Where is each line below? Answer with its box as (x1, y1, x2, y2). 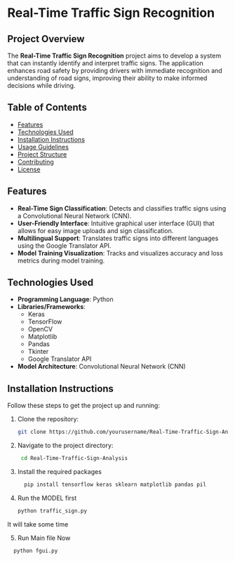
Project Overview (7, 33, 85, 45)
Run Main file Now (17, 534, 71, 542)
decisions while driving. (7, 81, 76, 89)
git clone (17, 428, 47, 436)
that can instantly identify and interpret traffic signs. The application (7, 59, 203, 67)
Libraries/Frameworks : (17, 303, 86, 311)
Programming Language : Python (17, 295, 114, 303)
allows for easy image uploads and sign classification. (17, 226, 174, 235)
